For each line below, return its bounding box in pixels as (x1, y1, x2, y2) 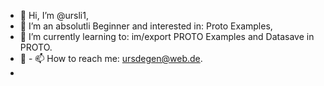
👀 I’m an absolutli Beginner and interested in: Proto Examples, (19, 20, 273, 32)
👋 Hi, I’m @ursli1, (19, 10, 89, 21)
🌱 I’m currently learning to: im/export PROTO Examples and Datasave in (19, 31, 315, 42)
